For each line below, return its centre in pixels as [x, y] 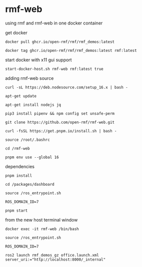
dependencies [20, 166]
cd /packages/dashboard [30, 184]
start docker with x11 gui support [39, 60]
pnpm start [16, 211]
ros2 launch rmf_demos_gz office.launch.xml [52, 255]
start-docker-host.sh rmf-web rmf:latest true [54, 69]
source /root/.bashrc [28, 140]
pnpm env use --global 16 [32, 157]
